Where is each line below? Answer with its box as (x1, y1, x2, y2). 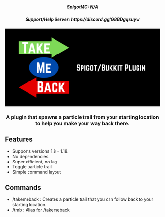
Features (5, 135, 33, 143)
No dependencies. (12, 154, 50, 160)
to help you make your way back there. (35, 120, 130, 127)
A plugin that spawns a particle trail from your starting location (6, 114, 159, 121)
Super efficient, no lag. (12, 159, 59, 164)
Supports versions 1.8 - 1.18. (12, 148, 69, 154)
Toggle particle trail (12, 164, 52, 170)
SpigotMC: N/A (66, 4, 98, 10)
